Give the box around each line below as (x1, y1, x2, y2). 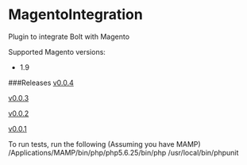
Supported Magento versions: (8, 47, 106, 56)
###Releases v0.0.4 (8, 78, 74, 87)
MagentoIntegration (8, 6, 143, 24)
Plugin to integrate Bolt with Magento (8, 32, 129, 41)
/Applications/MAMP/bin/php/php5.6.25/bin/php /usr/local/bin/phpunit (8, 148, 239, 157)
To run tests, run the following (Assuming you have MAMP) (8, 139, 201, 148)
